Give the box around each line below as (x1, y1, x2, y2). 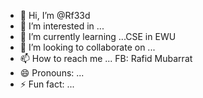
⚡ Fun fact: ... (19, 78, 75, 90)
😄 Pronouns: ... (19, 67, 85, 79)
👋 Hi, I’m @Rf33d (19, 10, 91, 21)
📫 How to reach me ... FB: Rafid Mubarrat (19, 53, 193, 64)
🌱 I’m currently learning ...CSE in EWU (19, 31, 177, 42)
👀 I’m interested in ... (19, 20, 105, 32)
